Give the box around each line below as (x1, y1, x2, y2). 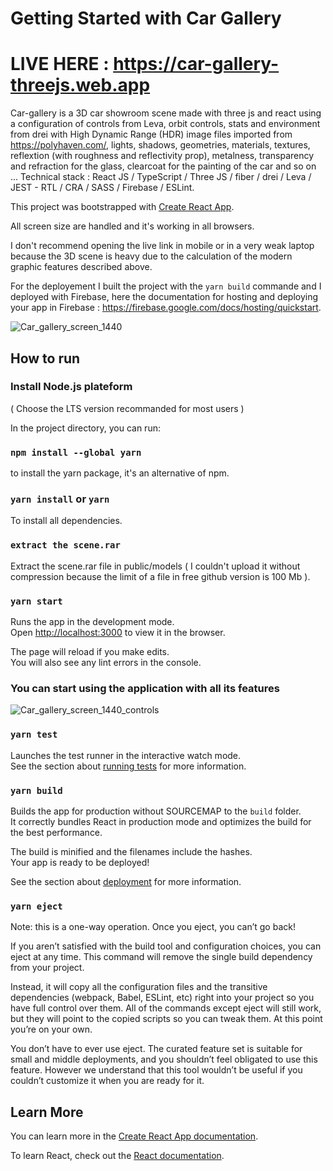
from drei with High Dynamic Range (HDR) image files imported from (10, 128, 293, 141)
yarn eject (10, 900, 63, 912)
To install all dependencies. (10, 515, 123, 527)
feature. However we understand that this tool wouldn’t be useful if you (10, 1064, 303, 1076)
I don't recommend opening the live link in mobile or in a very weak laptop (10, 240, 315, 252)
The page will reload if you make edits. (10, 646, 170, 657)
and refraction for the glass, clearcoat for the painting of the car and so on (10, 160, 317, 172)
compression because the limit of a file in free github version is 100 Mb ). (10, 570, 311, 582)
